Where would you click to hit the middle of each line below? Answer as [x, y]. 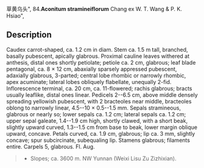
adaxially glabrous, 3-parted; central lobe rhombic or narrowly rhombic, [96, 75]
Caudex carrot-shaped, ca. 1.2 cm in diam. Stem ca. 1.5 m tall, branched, [97, 49]
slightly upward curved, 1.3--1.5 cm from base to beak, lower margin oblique [102, 127]
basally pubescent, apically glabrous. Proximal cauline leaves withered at [98, 56]
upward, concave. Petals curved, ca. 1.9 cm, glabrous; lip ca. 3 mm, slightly [101, 133]
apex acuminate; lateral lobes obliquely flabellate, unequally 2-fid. [89, 82]
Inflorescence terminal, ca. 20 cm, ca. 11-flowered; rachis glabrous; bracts [100, 88]
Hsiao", [15, 16]
